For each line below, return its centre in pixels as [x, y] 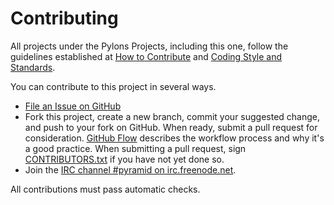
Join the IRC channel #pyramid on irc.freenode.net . [130, 169]
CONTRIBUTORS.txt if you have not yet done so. [124, 159]
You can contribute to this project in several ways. [113, 86]
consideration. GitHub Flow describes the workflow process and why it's [174, 138]
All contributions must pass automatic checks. [105, 189]
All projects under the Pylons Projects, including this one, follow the [149, 46]
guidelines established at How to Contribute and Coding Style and [146, 56]
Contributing [64, 18]
